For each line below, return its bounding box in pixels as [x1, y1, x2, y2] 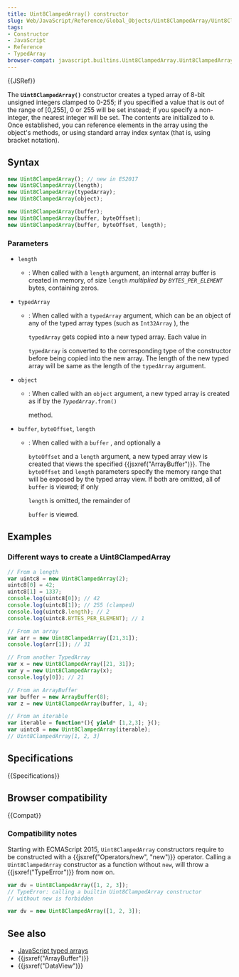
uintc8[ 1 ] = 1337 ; [7, 588, 62, 596]
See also [7, 927, 46, 939]
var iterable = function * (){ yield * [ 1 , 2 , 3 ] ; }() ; [7, 719, 161, 727]
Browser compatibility [7, 792, 108, 804]
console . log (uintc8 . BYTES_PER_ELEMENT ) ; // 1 [7, 614, 144, 622]
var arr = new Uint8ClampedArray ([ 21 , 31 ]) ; [7, 634, 139, 642]
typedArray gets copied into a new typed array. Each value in [28, 333, 207, 341]
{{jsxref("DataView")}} [17, 961, 84, 971]
